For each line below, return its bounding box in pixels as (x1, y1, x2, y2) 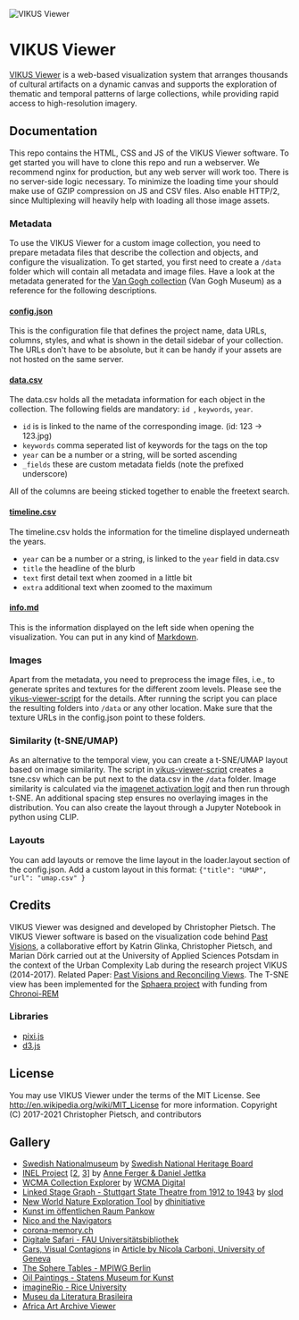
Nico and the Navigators (21, 1215, 112, 1226)
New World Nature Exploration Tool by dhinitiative (21, 1197, 205, 1207)
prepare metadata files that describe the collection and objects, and (9, 247, 259, 258)
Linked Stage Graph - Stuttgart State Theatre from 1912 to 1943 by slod (21, 1187, 284, 1197)
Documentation (9, 123, 98, 139)
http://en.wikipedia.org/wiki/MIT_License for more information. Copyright (9, 1099, 278, 1110)
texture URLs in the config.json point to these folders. (9, 712, 206, 723)
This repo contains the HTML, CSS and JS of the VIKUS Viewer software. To (9, 148, 290, 158)
